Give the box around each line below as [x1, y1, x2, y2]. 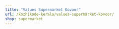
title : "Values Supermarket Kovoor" [5, 7, 81, 12]
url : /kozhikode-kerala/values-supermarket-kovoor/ [5, 12, 114, 17]
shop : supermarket [5, 16, 43, 21]
